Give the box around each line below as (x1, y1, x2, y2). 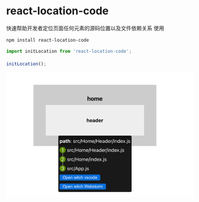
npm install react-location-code (6, 37, 89, 43)
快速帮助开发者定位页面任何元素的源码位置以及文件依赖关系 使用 (6, 24, 164, 31)
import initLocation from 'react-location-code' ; (6, 48, 132, 54)
